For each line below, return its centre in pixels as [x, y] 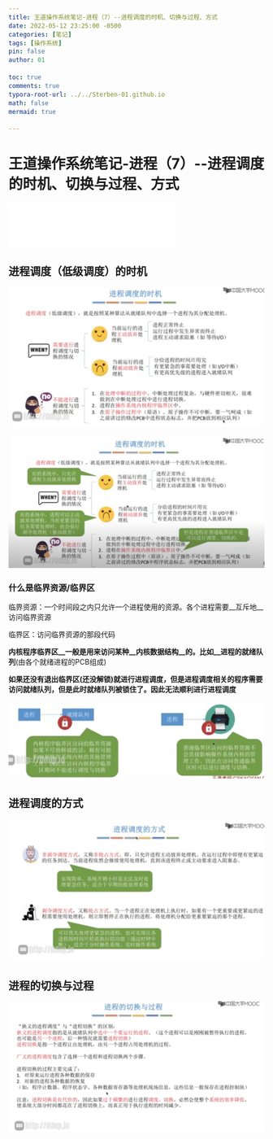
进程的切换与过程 [51, 986]
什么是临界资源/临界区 [52, 588]
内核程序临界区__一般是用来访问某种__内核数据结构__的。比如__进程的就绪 [132, 652]
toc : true [25, 77]
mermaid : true [32, 111]
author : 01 [27, 60]
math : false [28, 103]
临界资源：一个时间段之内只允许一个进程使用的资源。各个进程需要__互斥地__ [136, 607]
